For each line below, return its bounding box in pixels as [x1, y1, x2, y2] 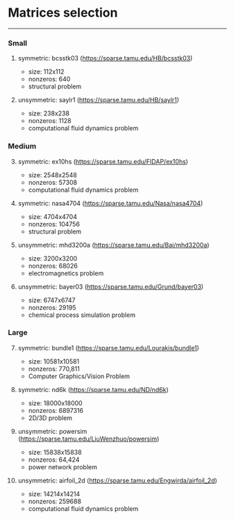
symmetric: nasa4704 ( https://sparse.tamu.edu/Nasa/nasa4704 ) [17, 199, 203, 207]
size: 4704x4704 [28, 212, 77, 220]
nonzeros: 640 [28, 75, 71, 83]
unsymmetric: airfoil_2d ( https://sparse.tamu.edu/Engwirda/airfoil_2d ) [17, 476, 217, 485]
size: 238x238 [28, 109, 70, 117]
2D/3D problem [28, 414, 72, 422]
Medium [8, 141, 37, 151]
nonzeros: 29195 [28, 303, 76, 311]
